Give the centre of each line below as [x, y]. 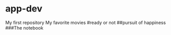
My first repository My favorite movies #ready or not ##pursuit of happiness [86, 22]
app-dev [24, 9]
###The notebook [24, 27]
